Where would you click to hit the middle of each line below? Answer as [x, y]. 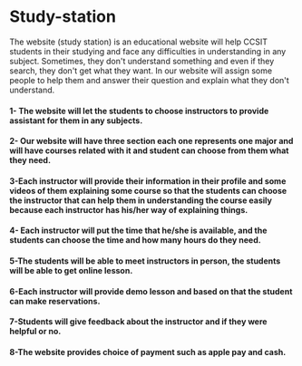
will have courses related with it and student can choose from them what [149, 150]
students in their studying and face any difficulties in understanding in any [148, 51]
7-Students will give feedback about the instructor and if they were [138, 322]
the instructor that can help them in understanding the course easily [141, 200]
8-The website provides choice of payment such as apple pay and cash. [148, 352]
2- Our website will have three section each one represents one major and [151, 141]
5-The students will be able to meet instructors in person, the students [145, 261]
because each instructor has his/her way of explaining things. [129, 209]
